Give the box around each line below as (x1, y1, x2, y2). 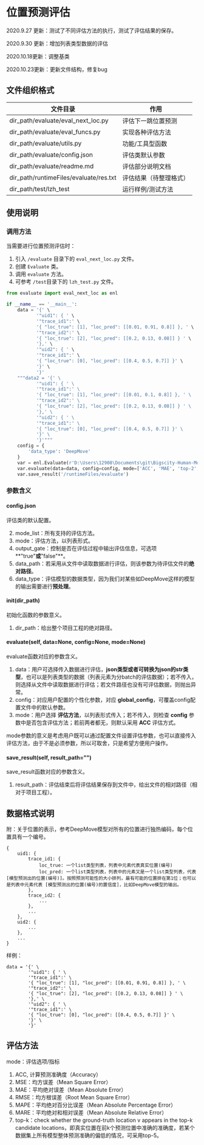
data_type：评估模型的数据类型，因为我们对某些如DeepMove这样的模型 (15, 575, 195, 582)
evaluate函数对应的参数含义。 (6, 653, 81, 660)
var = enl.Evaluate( (17, 460, 69, 466)
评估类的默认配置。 (6, 516, 55, 523)
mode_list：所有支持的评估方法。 (15, 529, 98, 536)
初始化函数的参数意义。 (6, 611, 65, 618)
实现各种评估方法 (122, 128, 171, 136)
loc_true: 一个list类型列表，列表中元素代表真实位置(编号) (38, 862, 173, 868)
